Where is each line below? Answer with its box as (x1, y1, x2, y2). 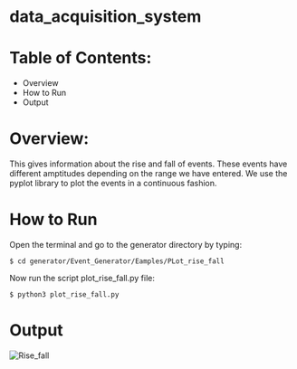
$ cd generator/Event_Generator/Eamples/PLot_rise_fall (9, 257, 225, 266)
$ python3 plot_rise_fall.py (9, 290, 120, 299)
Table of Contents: (9, 48, 152, 69)
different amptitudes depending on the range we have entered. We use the (9, 168, 288, 179)
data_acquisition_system (9, 6, 202, 27)
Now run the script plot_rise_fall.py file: (9, 273, 156, 283)
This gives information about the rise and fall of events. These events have (9, 158, 288, 169)
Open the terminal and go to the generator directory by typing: (9, 240, 243, 250)
